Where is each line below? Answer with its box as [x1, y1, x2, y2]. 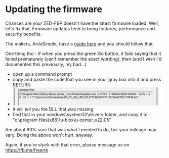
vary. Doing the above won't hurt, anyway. [5, 132, 94, 138]
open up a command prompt [12, 71, 72, 77]
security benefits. [5, 31, 42, 37]
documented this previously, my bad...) [5, 61, 87, 67]
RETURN [12, 82, 31, 88]
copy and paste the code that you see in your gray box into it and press [12, 76, 161, 82]
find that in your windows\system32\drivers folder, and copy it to [12, 111, 148, 117]
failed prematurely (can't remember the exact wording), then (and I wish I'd [5, 56, 162, 62]
